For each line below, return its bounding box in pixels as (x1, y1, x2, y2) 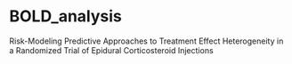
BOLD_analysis (9, 6, 123, 27)
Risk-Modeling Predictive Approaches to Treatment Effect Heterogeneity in (9, 36, 284, 46)
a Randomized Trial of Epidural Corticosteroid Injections (9, 44, 214, 55)
